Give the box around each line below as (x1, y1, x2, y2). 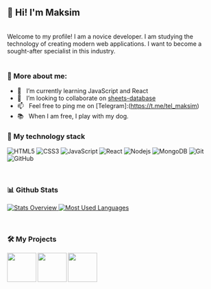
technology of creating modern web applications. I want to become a (7, 39, 202, 48)
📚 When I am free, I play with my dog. (16, 112, 129, 121)
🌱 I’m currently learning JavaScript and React (16, 87, 149, 95)
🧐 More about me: (7, 71, 67, 81)
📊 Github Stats (7, 186, 58, 195)
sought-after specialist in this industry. (7, 47, 116, 55)
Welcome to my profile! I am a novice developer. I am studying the (7, 32, 194, 40)
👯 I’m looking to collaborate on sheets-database (16, 94, 156, 103)
